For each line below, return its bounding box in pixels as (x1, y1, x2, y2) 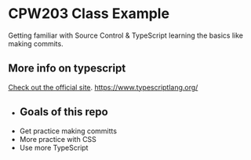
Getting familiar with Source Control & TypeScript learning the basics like (8, 31, 243, 40)
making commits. (8, 38, 64, 48)
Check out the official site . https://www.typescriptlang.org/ (8, 82, 198, 92)
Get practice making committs (19, 126, 118, 136)
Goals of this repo (19, 105, 108, 118)
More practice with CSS (19, 134, 96, 144)
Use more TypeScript (19, 143, 89, 152)
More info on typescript (8, 62, 126, 75)
